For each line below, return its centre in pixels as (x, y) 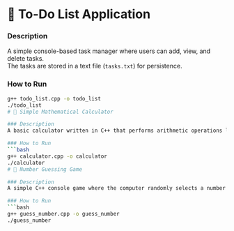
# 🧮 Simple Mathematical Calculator (60, 112)
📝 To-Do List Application (79, 14)
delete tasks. (25, 59)
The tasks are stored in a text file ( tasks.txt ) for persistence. (95, 66)
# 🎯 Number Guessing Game (45, 169)
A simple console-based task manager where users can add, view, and (109, 51)
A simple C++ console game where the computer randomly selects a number (117, 188)
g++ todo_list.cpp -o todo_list (54, 98)
